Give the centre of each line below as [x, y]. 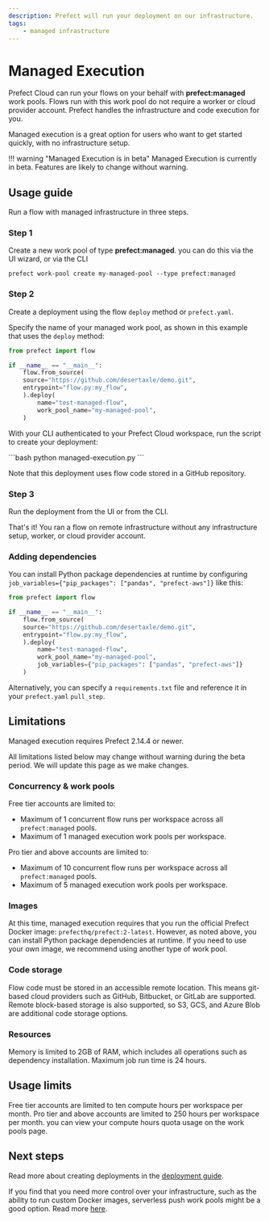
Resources [30, 1034]
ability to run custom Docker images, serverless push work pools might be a [134, 1200]
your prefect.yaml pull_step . [57, 696]
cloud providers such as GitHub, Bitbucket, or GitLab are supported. [143, 996]
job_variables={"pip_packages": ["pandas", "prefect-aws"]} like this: [126, 583]
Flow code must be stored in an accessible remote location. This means [128, 987]
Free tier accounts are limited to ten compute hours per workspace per [126, 1105]
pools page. [28, 1131]
